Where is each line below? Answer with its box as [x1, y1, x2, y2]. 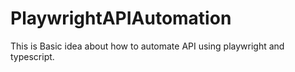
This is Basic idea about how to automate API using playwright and [10, 40, 285, 52]
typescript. [10, 50, 55, 62]
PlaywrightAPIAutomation [10, 7, 232, 30]
